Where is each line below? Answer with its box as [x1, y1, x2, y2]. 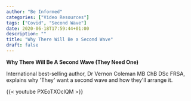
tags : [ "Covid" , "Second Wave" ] [6, 20, 87, 26]
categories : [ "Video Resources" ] [6, 14, 90, 20]
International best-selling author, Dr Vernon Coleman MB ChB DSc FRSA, [6, 70, 185, 77]
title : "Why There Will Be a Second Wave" [6, 36, 113, 42]
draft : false [6, 42, 39, 48]
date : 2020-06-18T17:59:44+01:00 [6, 25, 90, 32]
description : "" [6, 31, 47, 37]
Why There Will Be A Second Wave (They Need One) [6, 58, 139, 66]
